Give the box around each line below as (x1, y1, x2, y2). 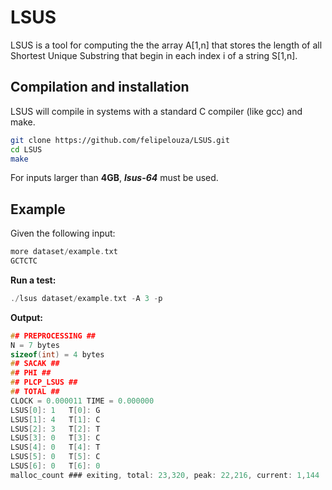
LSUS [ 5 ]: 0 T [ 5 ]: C (10, 452, 101, 462)
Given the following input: (10, 227, 116, 240)
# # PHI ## (10, 368, 52, 378)
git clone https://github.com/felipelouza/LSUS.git (10, 135, 230, 145)
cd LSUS (10, 144, 43, 155)
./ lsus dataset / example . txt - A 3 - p (10, 293, 163, 303)
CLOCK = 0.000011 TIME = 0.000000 (10, 396, 155, 406)
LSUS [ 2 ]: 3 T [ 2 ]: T (10, 424, 101, 434)
